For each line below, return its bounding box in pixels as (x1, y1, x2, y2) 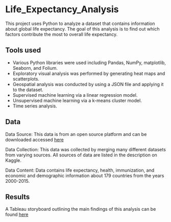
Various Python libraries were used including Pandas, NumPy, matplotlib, (12, 60, 166, 66)
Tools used (5, 46, 41, 54)
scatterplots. (12, 75, 40, 82)
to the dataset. (12, 87, 43, 93)
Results (5, 192, 30, 201)
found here (5, 211, 29, 217)
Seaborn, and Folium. (12, 65, 58, 71)
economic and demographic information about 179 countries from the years (5, 172, 164, 179)
